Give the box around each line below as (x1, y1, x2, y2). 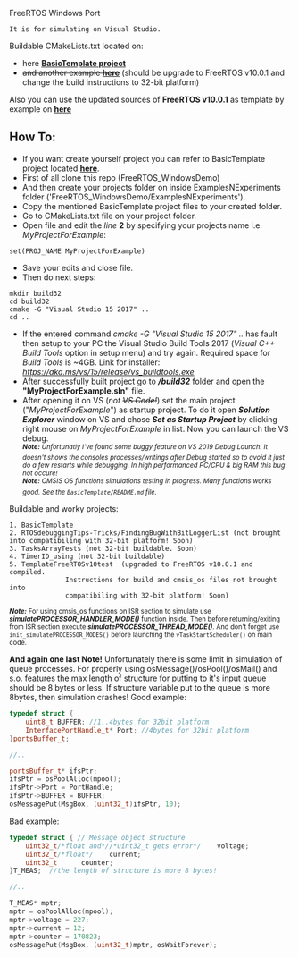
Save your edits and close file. (21, 262, 134, 273)
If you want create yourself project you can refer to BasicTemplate (21, 153, 266, 164)
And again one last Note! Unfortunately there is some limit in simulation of (9, 654, 283, 665)
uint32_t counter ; (25, 858, 114, 867)
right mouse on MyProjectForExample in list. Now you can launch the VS (21, 423, 289, 434)
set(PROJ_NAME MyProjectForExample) (9, 246, 145, 256)
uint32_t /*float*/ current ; (25, 850, 142, 859)
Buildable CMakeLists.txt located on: (9, 40, 145, 51)
